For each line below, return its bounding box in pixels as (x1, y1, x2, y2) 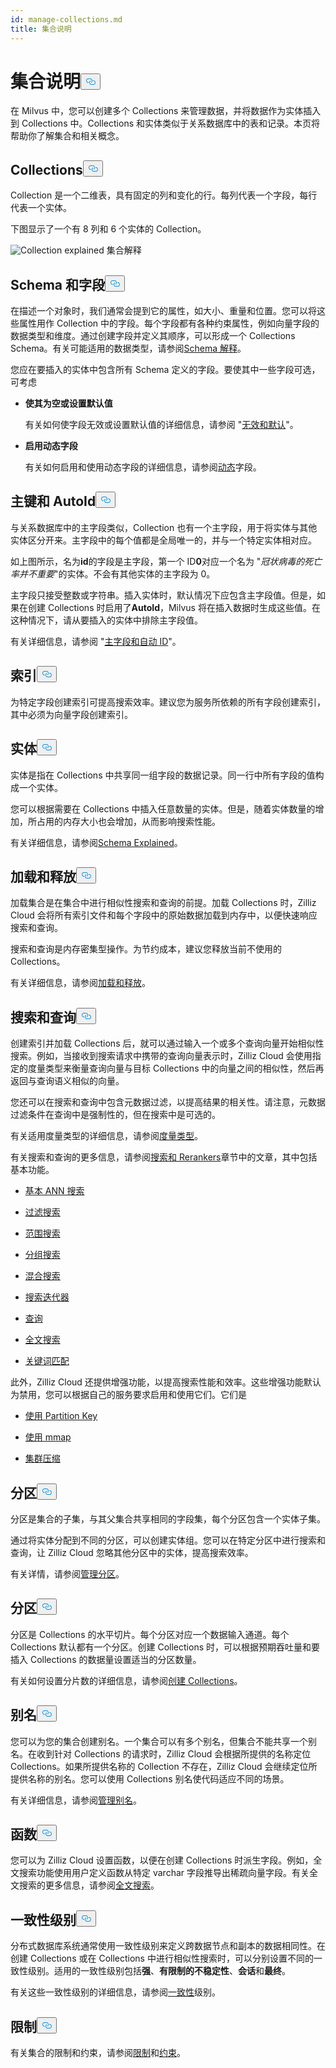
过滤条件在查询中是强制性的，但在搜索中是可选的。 (10, 1109, 221, 1121)
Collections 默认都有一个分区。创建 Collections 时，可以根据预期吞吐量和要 (10, 1641, 320, 1653)
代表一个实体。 (10, 202, 72, 214)
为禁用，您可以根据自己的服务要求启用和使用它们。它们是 (10, 1389, 247, 1401)
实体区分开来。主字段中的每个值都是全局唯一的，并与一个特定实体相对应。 (10, 534, 317, 546)
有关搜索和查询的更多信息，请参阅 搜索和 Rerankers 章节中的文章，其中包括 (10, 1151, 318, 1163)
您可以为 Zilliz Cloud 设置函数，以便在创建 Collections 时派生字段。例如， (10, 1854, 314, 1866)
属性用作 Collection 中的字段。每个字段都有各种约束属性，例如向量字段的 (18, 317, 320, 330)
